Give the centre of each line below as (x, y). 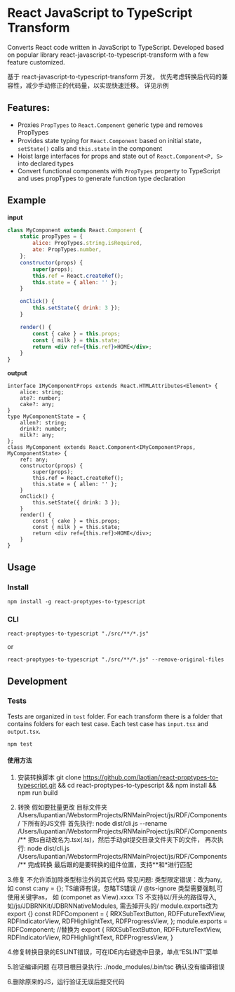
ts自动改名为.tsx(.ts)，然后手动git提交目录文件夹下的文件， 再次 (126, 840)
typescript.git (37, 785)
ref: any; (34, 460)
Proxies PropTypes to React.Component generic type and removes (110, 125)
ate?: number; (40, 398)
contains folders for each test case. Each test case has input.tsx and (108, 723)
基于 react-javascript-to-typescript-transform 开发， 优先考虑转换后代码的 (115, 76)
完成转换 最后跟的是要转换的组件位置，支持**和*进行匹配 (110, 865)
